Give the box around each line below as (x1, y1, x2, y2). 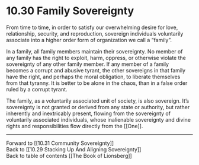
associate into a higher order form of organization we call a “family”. (6, 36, 172, 43)
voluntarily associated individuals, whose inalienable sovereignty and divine (6, 116, 191, 123)
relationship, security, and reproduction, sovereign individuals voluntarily (6, 30, 184, 37)
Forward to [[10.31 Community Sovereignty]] (6, 139, 114, 147)
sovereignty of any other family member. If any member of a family (6, 61, 169, 68)
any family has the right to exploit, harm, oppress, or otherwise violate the (6, 54, 187, 61)
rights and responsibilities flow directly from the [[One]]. (6, 122, 143, 129)
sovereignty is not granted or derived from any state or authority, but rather (6, 103, 190, 110)
